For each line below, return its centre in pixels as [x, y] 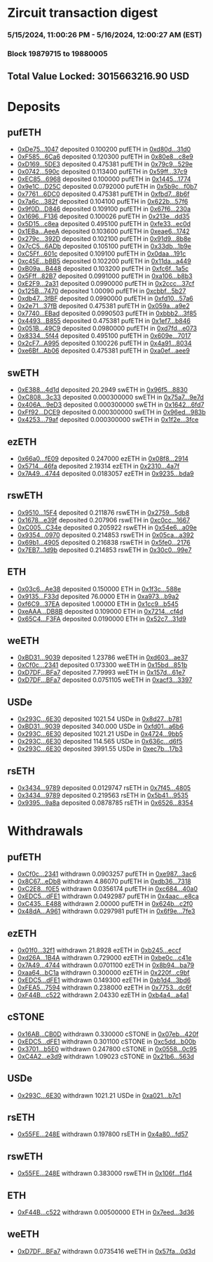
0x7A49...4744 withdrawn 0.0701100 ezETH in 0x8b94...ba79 [106, 965]
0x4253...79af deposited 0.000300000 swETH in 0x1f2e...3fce [108, 420]
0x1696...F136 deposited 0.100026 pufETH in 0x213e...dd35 [104, 216]
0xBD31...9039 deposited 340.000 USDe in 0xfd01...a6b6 [101, 727]
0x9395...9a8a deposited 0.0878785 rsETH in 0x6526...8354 [105, 803]
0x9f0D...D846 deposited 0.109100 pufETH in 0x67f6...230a [104, 209]
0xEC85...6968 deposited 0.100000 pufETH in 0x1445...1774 [104, 179]
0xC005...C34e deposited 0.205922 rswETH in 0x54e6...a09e [107, 527]
